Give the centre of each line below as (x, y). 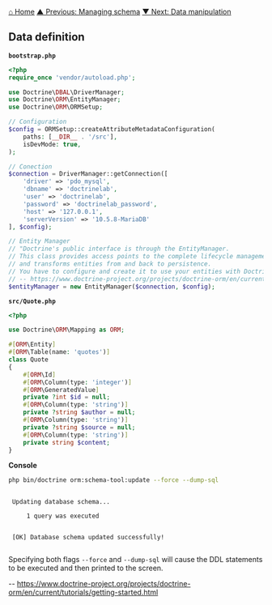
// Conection (30, 166)
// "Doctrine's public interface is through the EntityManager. (119, 249)
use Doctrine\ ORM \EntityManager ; (65, 100)
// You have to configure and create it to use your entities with (125, 271)
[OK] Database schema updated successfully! (88, 538)
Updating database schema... (61, 502)
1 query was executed (63, 516)
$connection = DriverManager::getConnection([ (88, 174)
